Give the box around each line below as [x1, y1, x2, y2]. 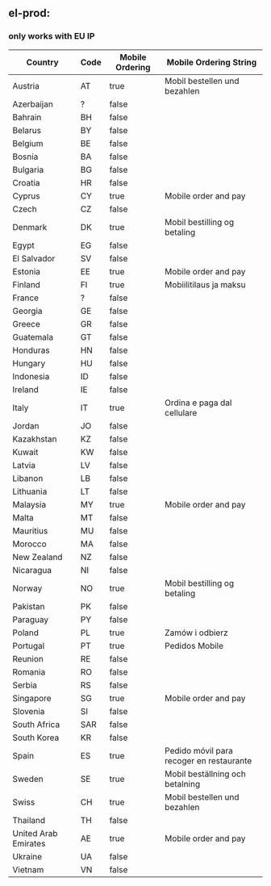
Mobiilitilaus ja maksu [165, 278, 246, 290]
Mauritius [12, 524, 48, 536]
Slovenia [12, 705, 45, 717]
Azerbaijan [12, 98, 54, 110]
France [12, 292, 39, 303]
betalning [165, 778, 200, 789]
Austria [12, 80, 40, 91]
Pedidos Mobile [165, 640, 224, 651]
